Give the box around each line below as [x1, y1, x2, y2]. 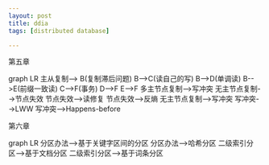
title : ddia [8, 19, 48, 27]
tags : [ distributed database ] [8, 27, 110, 35]
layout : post [8, 11, 52, 20]
